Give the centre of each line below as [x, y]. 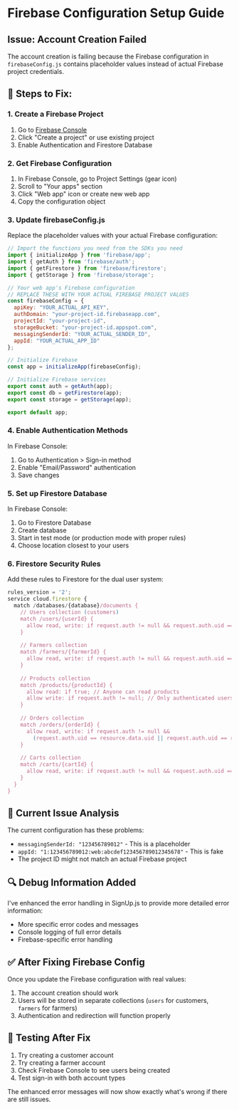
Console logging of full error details [70, 932]
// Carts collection [51, 758]
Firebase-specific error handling [65, 940]
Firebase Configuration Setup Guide [116, 13]
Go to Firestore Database [54, 523]
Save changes [38, 475]
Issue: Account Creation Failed [77, 40]
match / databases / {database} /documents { [76, 606]
